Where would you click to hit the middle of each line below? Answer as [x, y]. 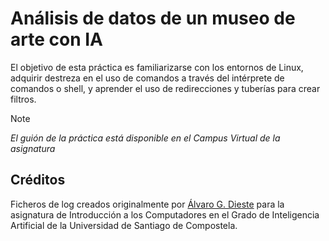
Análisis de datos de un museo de [153, 18]
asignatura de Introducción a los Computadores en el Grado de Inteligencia [165, 214]
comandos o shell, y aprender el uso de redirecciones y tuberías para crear [165, 88]
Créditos [38, 180]
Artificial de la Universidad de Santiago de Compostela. [124, 225]
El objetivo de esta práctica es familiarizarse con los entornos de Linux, [157, 67]
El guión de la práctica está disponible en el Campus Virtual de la [145, 138]
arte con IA [56, 39]
